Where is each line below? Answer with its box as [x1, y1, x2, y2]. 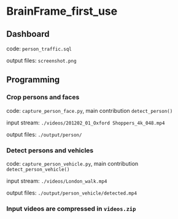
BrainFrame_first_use [6, 4, 118, 18]
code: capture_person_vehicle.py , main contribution [6, 159, 139, 167]
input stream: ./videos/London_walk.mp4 [6, 177, 107, 185]
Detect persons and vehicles [6, 146, 94, 155]
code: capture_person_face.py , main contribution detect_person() [6, 107, 173, 114]
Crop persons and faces [6, 93, 80, 102]
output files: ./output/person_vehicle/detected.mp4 [6, 189, 137, 196]
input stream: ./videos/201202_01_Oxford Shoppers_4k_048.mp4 [6, 118, 165, 126]
